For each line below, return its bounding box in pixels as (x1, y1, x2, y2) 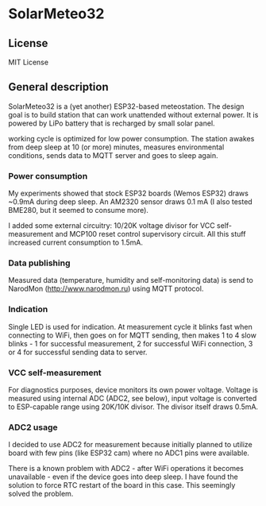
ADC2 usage (8, 422, 58, 433)
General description (8, 80, 109, 94)
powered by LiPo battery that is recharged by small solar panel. (8, 118, 216, 128)
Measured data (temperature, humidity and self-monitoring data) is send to (8, 276, 254, 285)
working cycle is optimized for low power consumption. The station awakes (8, 133, 255, 143)
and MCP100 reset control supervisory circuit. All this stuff (55, 230, 246, 239)
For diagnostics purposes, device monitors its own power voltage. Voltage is (8, 385, 258, 394)
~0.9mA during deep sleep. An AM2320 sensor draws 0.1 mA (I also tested (8, 197, 253, 207)
